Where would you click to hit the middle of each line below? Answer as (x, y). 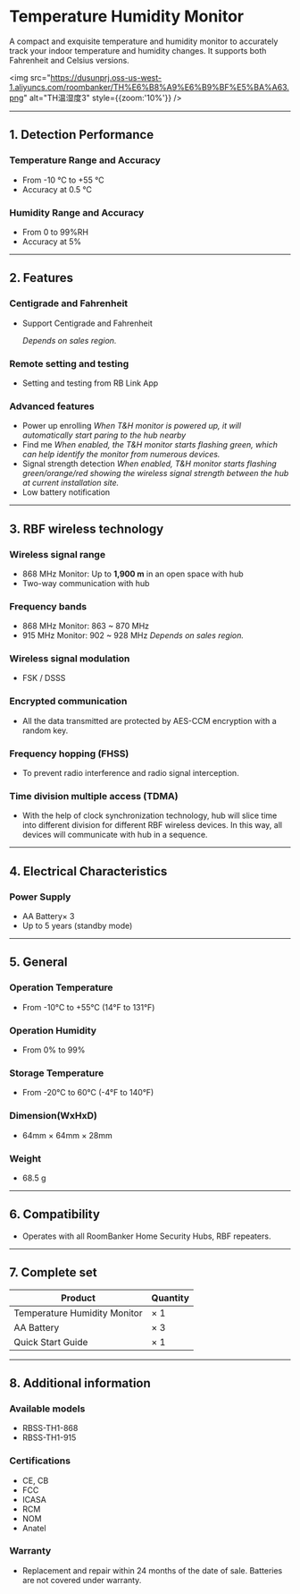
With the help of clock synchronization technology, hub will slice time (150, 815)
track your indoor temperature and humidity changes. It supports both (138, 50)
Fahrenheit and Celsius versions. (69, 60)
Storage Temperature (57, 1073)
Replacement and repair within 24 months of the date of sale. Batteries (152, 1570)
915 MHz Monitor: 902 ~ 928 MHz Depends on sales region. (133, 635)
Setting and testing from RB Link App (90, 383)
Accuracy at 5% (52, 241)
